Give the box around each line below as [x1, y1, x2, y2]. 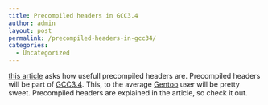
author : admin [8, 19, 56, 27]
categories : [8, 42, 48, 50]
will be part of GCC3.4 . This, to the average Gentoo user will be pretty [8, 79, 240, 89]
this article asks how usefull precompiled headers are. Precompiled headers [8, 71, 261, 80]
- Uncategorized [15, 49, 70, 57]
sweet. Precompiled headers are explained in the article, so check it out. [8, 88, 248, 97]
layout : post [8, 26, 52, 34]
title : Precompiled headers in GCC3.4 [8, 11, 138, 20]
